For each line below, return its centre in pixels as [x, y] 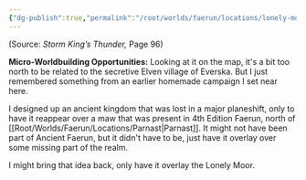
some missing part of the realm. [69, 147]
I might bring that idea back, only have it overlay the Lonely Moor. [132, 164]
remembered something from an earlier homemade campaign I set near [143, 81]
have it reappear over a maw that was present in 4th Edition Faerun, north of [152, 118]
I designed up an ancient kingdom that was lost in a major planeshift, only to [152, 108]
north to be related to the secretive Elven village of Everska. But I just [138, 71]
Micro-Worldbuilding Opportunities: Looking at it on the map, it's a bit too [149, 61]
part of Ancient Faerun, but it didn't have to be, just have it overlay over [142, 137]
